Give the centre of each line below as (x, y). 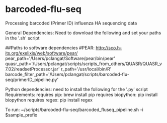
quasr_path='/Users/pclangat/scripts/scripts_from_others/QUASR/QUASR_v (84, 63)
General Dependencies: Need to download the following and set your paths (83, 32)
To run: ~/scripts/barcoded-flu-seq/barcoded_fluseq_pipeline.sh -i (74, 109)
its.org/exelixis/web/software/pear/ (41, 53)
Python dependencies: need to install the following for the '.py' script (77, 89)
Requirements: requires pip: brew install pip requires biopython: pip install (81, 94)
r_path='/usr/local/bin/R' (86, 69)
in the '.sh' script (22, 38)
